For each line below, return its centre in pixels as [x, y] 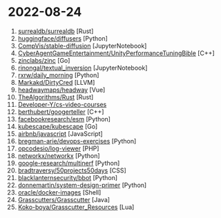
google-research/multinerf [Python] [69, 163]
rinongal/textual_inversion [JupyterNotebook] [83, 68]
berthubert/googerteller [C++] [61, 112]
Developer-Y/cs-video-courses [62, 104]
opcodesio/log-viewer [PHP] [58, 148]
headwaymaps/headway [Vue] [61, 90]
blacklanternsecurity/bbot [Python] [68, 177]
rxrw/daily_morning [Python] [58, 75]
